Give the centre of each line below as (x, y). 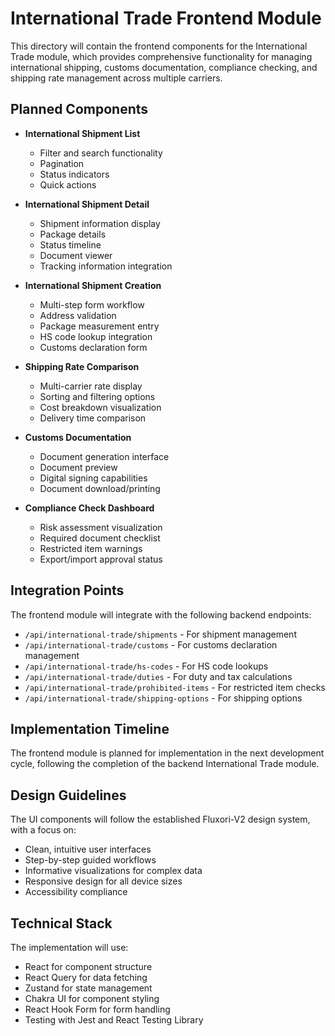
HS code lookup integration (96, 336)
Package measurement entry (99, 326)
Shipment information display (100, 223)
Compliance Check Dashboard (89, 508)
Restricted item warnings (91, 548)
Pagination (62, 163)
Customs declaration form (93, 347)
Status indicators (74, 174)
